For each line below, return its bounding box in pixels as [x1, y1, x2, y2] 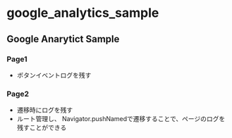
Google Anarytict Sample [6, 33, 120, 45]
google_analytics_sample [6, 5, 159, 21]
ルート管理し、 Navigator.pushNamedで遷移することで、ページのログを [16, 115, 226, 123]
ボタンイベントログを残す [16, 70, 92, 79]
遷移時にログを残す [16, 106, 73, 114]
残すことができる [16, 123, 67, 132]
